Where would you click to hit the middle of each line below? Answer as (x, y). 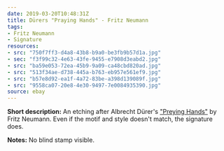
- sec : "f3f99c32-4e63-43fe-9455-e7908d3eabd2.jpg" (84, 59)
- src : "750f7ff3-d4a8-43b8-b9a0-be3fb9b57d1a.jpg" (84, 53)
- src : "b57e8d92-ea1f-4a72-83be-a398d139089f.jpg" (84, 79)
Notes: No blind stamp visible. (51, 140)
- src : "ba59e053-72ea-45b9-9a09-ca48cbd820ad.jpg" (84, 66)
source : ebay (26, 92)
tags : (15, 27)
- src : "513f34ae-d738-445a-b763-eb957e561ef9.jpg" (84, 72)
